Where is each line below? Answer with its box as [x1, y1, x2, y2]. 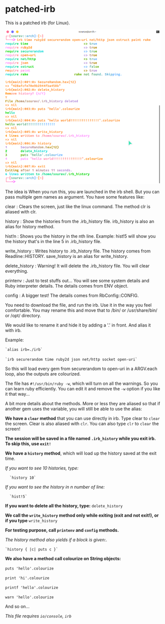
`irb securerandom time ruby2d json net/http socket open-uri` [5, 357, 138, 362]
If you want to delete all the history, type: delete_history [5, 503, 123, 509]
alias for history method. [5, 224, 55, 230]
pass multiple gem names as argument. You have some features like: [5, 194, 144, 200]
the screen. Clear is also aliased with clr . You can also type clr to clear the [5, 421, 159, 427]
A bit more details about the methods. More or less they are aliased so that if [5, 401, 161, 407]
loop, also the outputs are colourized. [5, 371, 81, 377]
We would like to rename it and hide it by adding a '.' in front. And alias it [5, 322, 151, 328]
